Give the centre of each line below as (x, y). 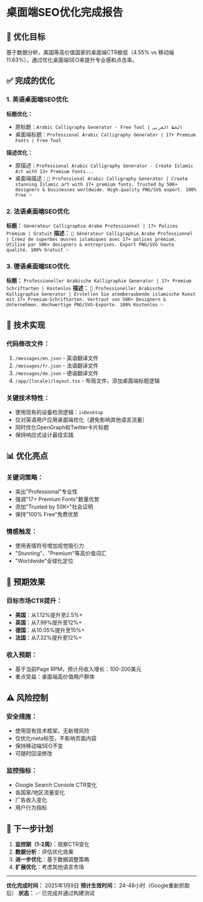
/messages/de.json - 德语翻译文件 (56, 373)
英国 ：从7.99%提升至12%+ (49, 622)
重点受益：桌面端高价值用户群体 (55, 677)
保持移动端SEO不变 (39, 746)
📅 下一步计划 (30, 828)
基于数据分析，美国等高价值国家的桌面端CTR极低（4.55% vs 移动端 (90, 52)
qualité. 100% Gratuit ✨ (38, 250)
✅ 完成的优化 (31, 81)
